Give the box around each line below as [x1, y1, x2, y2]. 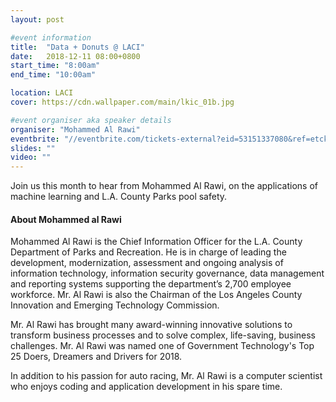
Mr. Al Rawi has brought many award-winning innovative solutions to [10, 319, 293, 331]
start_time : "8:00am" [10, 61, 101, 71]
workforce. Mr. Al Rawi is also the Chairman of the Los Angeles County [10, 289, 303, 301]
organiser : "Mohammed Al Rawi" [10, 124, 141, 135]
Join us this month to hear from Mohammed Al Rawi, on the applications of [10, 180, 319, 192]
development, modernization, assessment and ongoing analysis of [10, 257, 284, 269]
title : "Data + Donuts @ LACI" [10, 42, 145, 52]
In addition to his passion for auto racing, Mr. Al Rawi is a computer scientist [10, 370, 323, 382]
